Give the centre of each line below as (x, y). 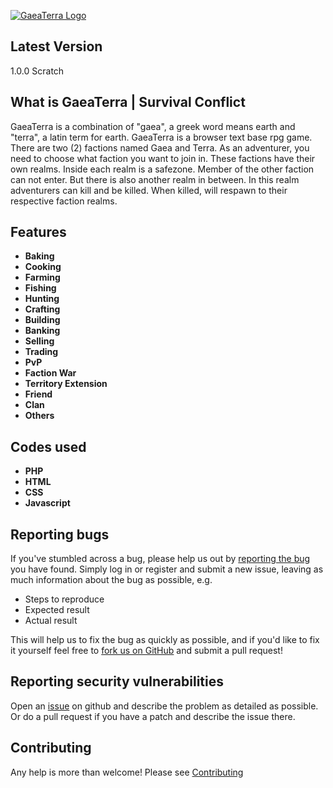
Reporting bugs (60, 534)
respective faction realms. (64, 201)
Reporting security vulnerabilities (117, 681)
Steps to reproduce (64, 599)
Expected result (57, 610)
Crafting (42, 309)
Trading (41, 352)
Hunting (42, 299)
